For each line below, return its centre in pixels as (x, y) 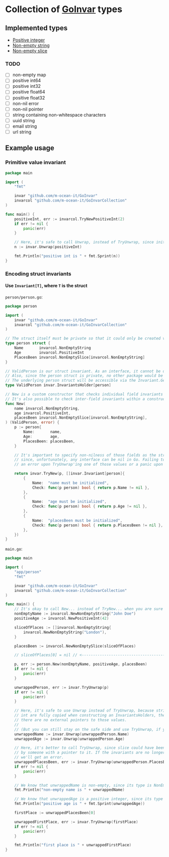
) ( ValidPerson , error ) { (32, 423)
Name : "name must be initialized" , (70, 483)
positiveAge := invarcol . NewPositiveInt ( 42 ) (62, 619)
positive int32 (27, 86)
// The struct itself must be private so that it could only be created (83, 339)
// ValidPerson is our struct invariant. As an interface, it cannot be (83, 371)
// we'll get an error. (39, 758)
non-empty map (29, 75)
